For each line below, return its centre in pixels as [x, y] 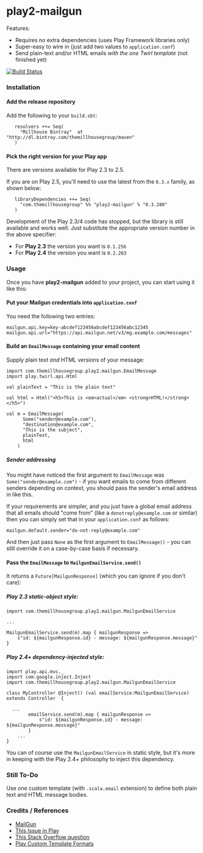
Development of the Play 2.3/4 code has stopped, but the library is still [95, 222]
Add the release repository [41, 102]
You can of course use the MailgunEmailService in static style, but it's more [101, 753]
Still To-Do [22, 775]
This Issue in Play [37, 830]
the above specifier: [31, 234]
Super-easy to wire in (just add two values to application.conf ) [95, 47]
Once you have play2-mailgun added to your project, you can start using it [101, 282]
